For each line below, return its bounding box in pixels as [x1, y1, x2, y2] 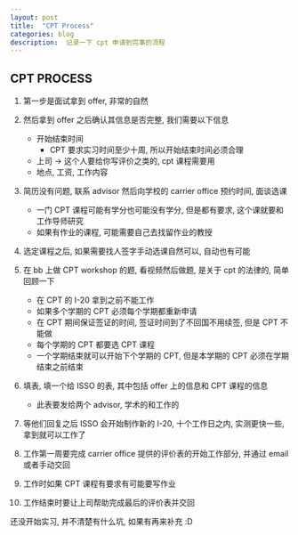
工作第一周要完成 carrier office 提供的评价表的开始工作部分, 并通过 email [22, 449, 289, 459]
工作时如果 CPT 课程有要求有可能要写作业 [22, 478, 176, 490]
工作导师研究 [36, 215, 84, 227]
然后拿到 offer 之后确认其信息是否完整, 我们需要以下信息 [22, 115, 230, 126]
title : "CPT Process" [10, 21, 94, 30]
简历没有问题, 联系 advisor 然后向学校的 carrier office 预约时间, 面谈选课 [22, 186, 287, 197]
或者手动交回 [22, 459, 70, 470]
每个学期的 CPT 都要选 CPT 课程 [36, 339, 155, 350]
